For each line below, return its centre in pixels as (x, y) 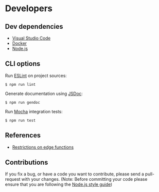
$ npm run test (20, 120)
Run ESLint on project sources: (36, 76)
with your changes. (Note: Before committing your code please (84, 179)
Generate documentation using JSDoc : (44, 94)
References (23, 135)
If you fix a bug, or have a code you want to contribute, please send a (75, 174)
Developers (29, 9)
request (13, 179)
